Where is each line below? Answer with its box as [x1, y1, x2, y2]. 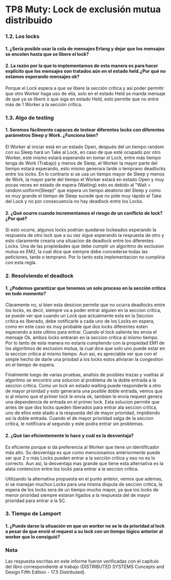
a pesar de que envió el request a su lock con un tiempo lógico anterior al [5, 528, 163, 534]
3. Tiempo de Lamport [5, 510, 61, 517]
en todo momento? [5, 290, 46, 296]
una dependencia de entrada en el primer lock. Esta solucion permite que [5, 399, 160, 405]
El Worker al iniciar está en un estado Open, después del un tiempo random [5, 144, 164, 150]
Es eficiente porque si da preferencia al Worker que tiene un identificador [5, 444, 160, 450]
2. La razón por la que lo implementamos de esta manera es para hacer [5, 63, 158, 69]
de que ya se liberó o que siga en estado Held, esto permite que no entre [5, 96, 159, 102]
